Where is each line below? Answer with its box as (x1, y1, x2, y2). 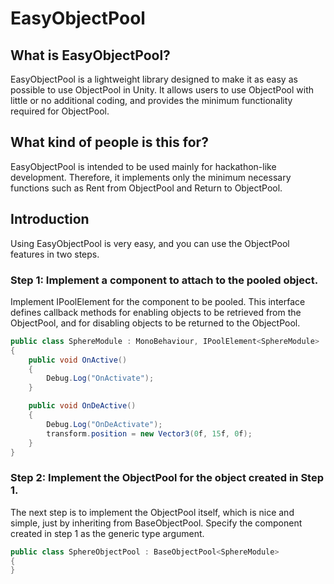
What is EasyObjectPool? (10, 47, 171, 64)
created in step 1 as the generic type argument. (10, 527, 205, 539)
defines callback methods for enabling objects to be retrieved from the (10, 306, 302, 318)
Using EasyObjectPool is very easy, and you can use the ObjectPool (10, 237, 290, 249)
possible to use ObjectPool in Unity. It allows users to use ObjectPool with (10, 84, 315, 96)
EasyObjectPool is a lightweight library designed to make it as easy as (10, 73, 298, 85)
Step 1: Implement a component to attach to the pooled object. (10, 273, 319, 287)
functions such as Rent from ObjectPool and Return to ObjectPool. (10, 182, 283, 194)
